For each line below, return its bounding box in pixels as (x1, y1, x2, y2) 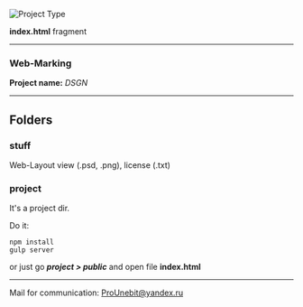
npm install (9, 237, 54, 247)
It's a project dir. (9, 203, 70, 214)
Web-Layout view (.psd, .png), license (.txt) (9, 159, 171, 171)
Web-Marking (9, 57, 72, 70)
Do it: (9, 220, 30, 231)
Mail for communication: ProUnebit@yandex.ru (9, 287, 183, 298)
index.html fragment (9, 26, 87, 36)
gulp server (9, 246, 54, 255)
